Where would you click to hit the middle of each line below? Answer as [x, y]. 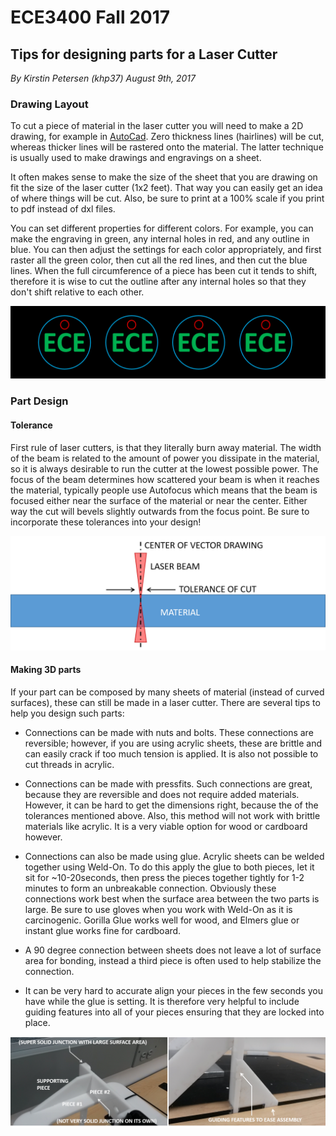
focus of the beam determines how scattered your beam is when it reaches [165, 479]
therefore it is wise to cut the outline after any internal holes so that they [158, 282]
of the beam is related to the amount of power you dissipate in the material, [165, 458]
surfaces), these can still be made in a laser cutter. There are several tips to [165, 702]
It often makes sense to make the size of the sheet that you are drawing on [164, 177]
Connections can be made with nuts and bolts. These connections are [169, 732]
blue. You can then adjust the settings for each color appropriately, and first [166, 250]
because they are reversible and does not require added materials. [162, 794]
